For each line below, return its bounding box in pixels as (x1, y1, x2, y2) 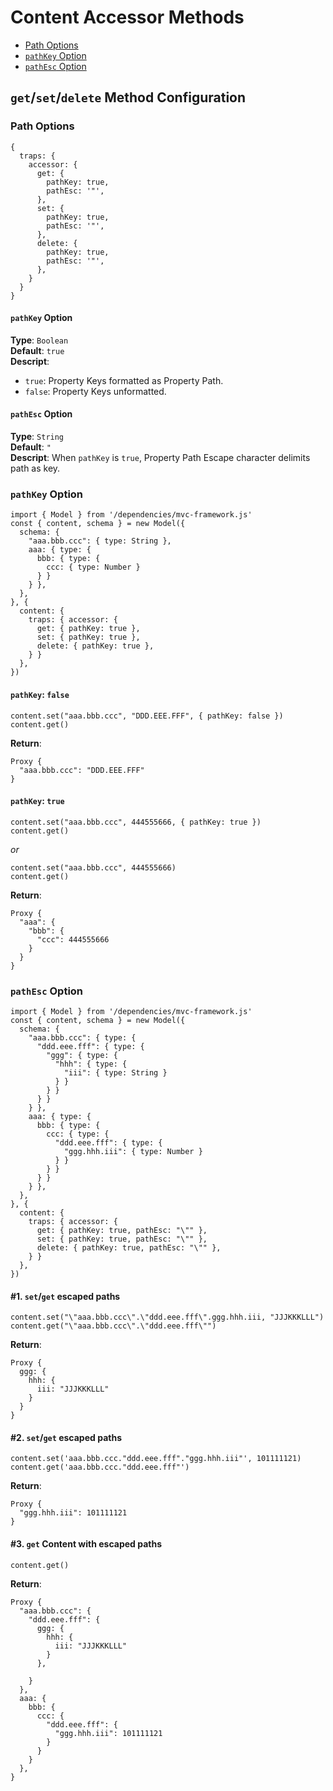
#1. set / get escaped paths (10, 1290, 121, 1302)
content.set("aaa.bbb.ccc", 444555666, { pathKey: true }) (10, 817, 262, 827)
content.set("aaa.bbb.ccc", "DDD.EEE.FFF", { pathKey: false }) (10, 711, 284, 721)
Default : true (10, 344, 65, 356)
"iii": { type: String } (63, 1068, 168, 1078)
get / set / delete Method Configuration (10, 89, 247, 106)
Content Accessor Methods (10, 6, 245, 29)
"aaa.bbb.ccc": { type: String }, (28, 536, 172, 546)
